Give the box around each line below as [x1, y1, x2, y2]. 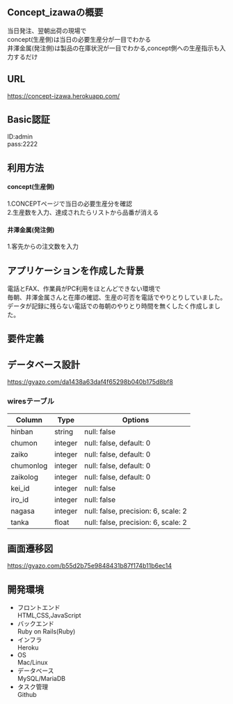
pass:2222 [7, 140, 38, 148]
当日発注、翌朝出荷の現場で [7, 26, 87, 35]
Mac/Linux [17, 658, 48, 667]
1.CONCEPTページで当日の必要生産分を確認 [7, 199, 132, 208]
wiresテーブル [7, 397, 54, 406]
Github [17, 691, 37, 699]
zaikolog [10, 472, 38, 482]
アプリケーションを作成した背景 [7, 264, 145, 277]
